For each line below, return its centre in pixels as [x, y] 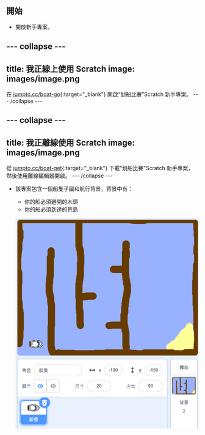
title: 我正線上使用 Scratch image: [71, 69]
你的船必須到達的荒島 [51, 209]
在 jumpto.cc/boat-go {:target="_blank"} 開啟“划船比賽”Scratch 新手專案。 [99, 94]
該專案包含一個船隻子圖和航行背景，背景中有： [74, 189]
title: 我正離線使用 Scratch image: [71, 143]
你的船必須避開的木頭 [51, 202]
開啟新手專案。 [34, 27]
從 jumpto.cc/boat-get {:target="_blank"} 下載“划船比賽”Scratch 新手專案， [100, 168]
